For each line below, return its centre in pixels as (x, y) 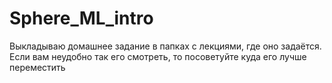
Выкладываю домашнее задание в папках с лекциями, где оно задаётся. (165, 46)
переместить (37, 67)
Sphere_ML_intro (81, 18)
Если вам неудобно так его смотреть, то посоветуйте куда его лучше (158, 56)
